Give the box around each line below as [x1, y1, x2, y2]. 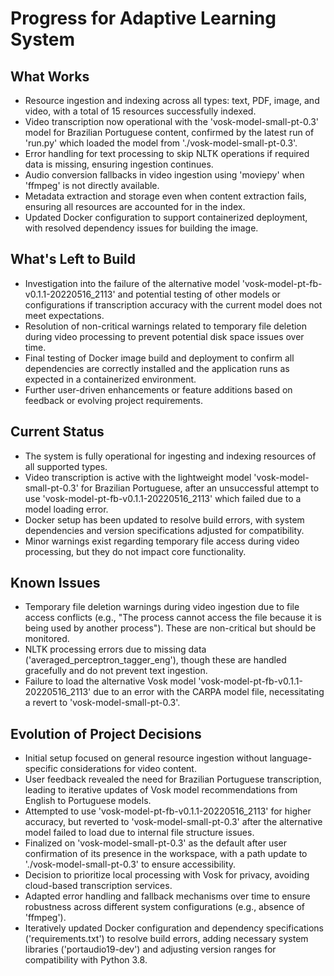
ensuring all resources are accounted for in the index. [24, 201, 246, 212]
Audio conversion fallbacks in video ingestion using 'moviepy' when [24, 169, 305, 181]
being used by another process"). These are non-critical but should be [24, 622, 317, 634]
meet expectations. [24, 309, 105, 321]
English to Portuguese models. [24, 795, 152, 807]
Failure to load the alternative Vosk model [24, 675, 197, 687]
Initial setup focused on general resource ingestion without [24, 752, 268, 764]
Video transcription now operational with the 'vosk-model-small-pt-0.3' [24, 116, 320, 127]
